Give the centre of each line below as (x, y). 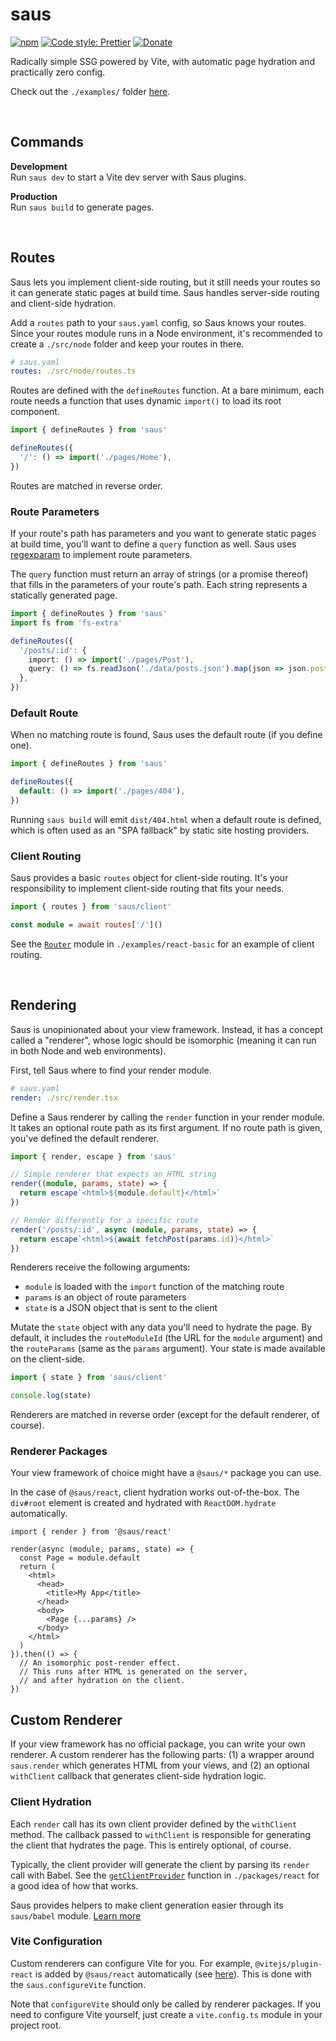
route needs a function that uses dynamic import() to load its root (146, 401)
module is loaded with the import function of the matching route (154, 1287)
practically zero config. (58, 72)
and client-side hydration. (63, 303)
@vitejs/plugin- (288, 1964)
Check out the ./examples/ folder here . (90, 91)
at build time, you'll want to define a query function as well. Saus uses (153, 544)
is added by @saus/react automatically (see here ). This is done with (173, 1974)
